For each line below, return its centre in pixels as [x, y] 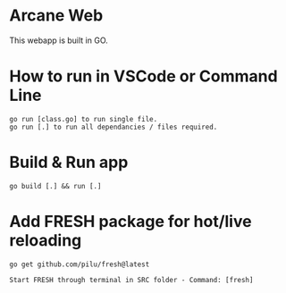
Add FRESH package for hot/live [130, 222]
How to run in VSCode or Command [144, 76]
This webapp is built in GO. [59, 40]
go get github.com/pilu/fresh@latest [80, 264]
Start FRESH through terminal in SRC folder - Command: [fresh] [131, 280]
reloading [46, 240]
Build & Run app [69, 163]
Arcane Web [56, 16]
